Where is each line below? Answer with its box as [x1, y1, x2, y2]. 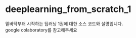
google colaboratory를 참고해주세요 [5, 26, 77, 33]
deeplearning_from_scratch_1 [5, 3, 131, 15]
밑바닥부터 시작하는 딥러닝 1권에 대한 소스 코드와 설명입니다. [5, 20, 123, 26]
